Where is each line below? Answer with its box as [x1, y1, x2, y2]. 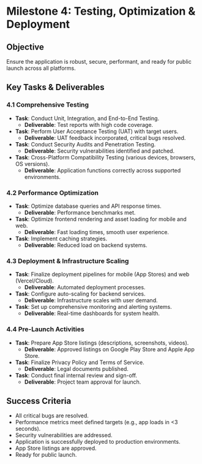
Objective [6, 42, 45, 52]
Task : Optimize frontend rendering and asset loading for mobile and [15, 215, 187, 222]
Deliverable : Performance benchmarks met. [24, 208, 136, 216]
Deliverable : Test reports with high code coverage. [24, 121, 154, 128]
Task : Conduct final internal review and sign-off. [15, 371, 138, 379]
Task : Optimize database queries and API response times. [15, 202, 162, 210]
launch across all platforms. [6, 64, 77, 72]
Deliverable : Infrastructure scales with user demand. [24, 297, 158, 304]
